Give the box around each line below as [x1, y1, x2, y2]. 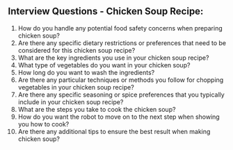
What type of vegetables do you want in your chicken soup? [17, 60, 191, 69]
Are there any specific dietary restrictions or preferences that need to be [17, 38, 227, 47]
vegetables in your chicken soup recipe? [17, 83, 134, 91]
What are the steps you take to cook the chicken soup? [17, 105, 176, 113]
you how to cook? [17, 119, 70, 128]
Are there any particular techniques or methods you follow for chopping [17, 76, 224, 84]
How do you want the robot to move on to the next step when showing [17, 112, 220, 121]
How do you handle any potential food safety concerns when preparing [17, 24, 223, 32]
